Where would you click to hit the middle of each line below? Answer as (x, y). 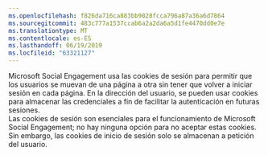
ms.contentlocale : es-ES (50, 38)
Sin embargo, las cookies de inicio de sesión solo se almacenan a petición (131, 136)
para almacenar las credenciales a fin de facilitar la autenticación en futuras (134, 102)
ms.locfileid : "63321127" (52, 53)
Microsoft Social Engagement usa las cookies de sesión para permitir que (130, 76)
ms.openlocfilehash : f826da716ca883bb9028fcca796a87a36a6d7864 (117, 16)
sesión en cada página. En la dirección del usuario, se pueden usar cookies (133, 93)
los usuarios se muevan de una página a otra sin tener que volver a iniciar (130, 84)
